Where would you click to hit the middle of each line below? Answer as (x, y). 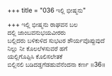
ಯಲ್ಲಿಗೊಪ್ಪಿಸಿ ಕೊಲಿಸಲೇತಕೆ (35, 56)
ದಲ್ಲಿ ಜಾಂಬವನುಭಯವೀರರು (37, 32)
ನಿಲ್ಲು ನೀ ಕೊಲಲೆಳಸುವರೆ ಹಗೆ (38, 48)
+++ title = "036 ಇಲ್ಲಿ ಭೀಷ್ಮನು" (47, 10)
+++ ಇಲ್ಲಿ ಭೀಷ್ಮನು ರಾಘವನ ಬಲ (43, 25)
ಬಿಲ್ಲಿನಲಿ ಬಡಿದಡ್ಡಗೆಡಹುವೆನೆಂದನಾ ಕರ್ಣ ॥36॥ (57, 64)
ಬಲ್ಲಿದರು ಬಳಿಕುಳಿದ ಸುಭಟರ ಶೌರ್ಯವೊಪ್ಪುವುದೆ (56, 40)
